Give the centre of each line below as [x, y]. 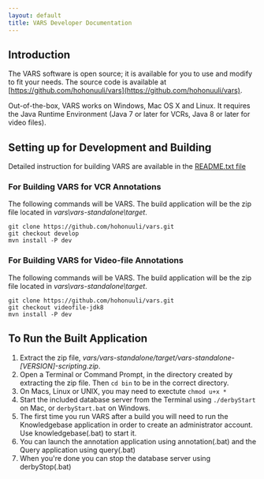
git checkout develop [44, 234]
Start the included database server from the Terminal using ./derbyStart [138, 399]
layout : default [35, 15]
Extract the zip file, [50, 357]
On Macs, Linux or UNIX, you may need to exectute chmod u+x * [123, 391]
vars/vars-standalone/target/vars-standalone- [158, 357]
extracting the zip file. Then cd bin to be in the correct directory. [124, 383]
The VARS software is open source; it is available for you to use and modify [130, 74]
